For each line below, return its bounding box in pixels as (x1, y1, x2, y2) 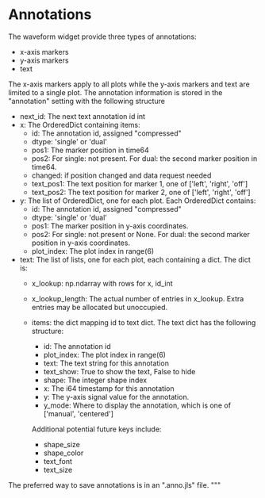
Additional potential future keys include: (31, 424, 162, 434)
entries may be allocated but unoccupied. (31, 302, 168, 312)
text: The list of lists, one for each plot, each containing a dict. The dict (19, 255, 252, 264)
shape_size (43, 439, 81, 449)
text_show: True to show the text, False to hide (43, 366, 196, 376)
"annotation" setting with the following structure (8, 96, 165, 105)
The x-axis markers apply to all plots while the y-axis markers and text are (8, 79, 250, 89)
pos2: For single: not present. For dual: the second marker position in (31, 153, 258, 163)
